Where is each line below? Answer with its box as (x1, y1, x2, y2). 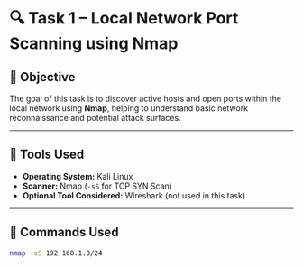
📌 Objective (9, 69, 76, 85)
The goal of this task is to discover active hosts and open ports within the (9, 93, 282, 104)
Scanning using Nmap (9, 33, 179, 54)
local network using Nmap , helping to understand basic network (9, 103, 249, 114)
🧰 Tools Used (9, 147, 85, 162)
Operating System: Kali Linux (22, 170, 133, 181)
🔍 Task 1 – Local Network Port (9, 8, 239, 29)
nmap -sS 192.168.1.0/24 (9, 248, 103, 258)
